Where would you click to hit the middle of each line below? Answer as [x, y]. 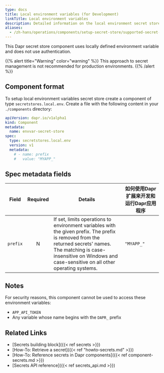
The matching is [72, 250]
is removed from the [77, 238]
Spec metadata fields [38, 174]
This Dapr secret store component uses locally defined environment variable [82, 46]
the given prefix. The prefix [84, 232]
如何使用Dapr [141, 189]
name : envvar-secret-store [37, 132]
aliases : [14, 28]
